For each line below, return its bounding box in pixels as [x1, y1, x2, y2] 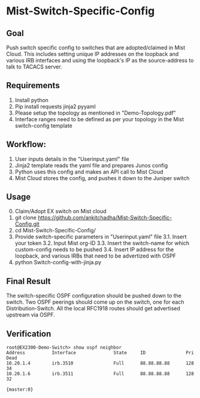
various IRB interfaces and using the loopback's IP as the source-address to [6, 57, 194, 64]
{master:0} [6, 387, 34, 393]
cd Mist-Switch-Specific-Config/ [14, 227, 96, 234]
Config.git [14, 220, 40, 228]
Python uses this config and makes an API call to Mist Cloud [14, 168, 163, 175]
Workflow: [6, 139, 47, 149]
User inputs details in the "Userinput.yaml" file [14, 155, 130, 163]
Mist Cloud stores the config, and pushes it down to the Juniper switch [14, 174, 190, 181]
